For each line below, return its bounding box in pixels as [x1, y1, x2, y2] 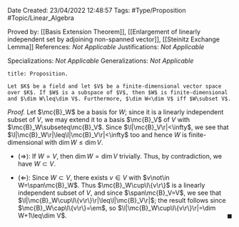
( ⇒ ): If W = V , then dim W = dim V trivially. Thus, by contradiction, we [17, 152, 223, 160]
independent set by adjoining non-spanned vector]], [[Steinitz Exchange [7, 35, 220, 44]
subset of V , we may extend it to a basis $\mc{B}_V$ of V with [7, 116, 190, 123]
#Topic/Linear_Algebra [7, 14, 75, 22]
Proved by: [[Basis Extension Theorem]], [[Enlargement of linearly [7, 28, 201, 36]
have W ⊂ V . [17, 160, 56, 168]
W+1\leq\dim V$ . [17, 211, 67, 220]
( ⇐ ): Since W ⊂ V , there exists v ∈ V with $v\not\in [17, 173, 170, 181]
